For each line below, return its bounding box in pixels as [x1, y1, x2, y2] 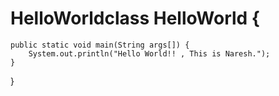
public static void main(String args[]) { [10, 40, 190, 50]
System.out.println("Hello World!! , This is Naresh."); [28, 48, 271, 59]
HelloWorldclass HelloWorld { [10, 7, 260, 30]
